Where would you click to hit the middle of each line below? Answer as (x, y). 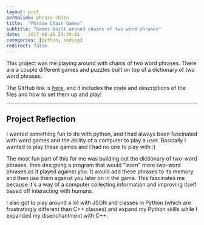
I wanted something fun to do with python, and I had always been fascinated (102, 134)
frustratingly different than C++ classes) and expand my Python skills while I (102, 209)
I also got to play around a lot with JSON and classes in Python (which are (99, 202)
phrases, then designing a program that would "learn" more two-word (93, 165)
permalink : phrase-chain (38, 18)
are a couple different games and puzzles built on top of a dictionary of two (101, 69)
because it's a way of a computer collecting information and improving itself (101, 184)
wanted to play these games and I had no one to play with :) (81, 147)
